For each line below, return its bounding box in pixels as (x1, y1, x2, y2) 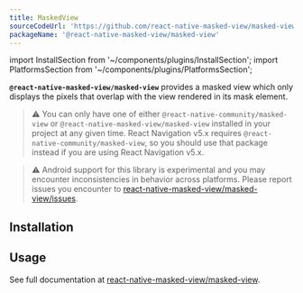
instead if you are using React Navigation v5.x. (31, 147, 205, 158)
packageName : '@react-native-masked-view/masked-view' (9, 30, 220, 39)
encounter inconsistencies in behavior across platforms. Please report (31, 174, 292, 185)
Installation (9, 219, 74, 234)
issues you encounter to (31, 184, 122, 195)
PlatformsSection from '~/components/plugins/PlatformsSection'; (9, 64, 252, 75)
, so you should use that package (144, 137, 269, 149)
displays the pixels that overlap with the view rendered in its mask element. (9, 91, 289, 102)
